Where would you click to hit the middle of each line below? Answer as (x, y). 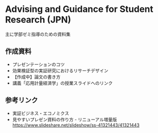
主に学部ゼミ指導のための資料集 (38, 34)
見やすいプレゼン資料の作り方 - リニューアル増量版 (65, 119)
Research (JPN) (38, 20)
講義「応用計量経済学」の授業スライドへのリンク (62, 83)
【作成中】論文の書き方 (36, 77)
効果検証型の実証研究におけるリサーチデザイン (60, 70)
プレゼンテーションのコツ (39, 64)
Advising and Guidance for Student (79, 9)
